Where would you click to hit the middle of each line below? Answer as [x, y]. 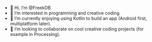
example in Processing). [35, 34]
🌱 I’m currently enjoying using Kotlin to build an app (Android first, [79, 18]
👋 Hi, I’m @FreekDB [30, 8]
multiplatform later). [31, 23]
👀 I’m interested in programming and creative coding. [65, 13]
